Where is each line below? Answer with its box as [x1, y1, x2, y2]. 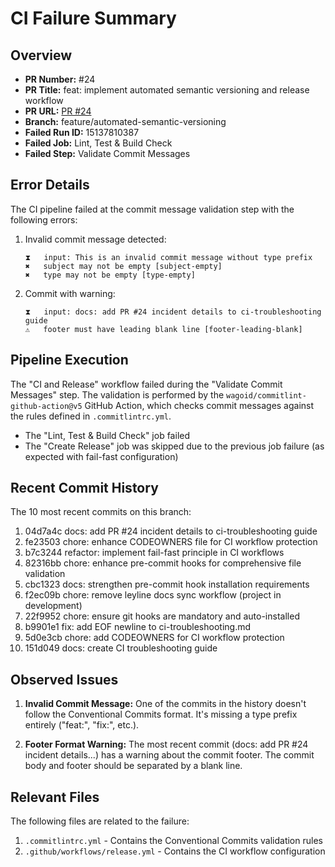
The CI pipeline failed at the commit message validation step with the [10, 203, 295, 215]
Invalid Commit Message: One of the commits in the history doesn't [24, 698, 307, 710]
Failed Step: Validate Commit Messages [24, 148, 191, 159]
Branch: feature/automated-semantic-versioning [24, 116, 227, 127]
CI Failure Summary [10, 7, 177, 30]
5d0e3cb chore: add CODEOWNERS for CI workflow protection [24, 632, 285, 644]
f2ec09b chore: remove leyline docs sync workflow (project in [24, 589, 282, 601]
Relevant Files [10, 788, 100, 806]
